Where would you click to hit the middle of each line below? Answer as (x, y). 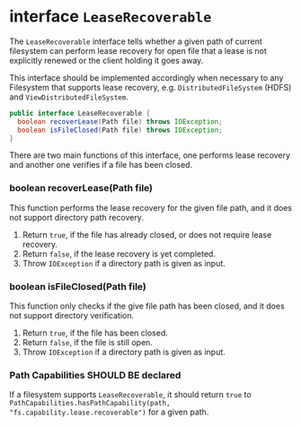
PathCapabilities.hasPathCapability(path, (90, 404)
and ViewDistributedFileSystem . (69, 97)
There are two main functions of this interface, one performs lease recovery (150, 155)
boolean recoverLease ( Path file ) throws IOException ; (120, 122)
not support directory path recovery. (76, 217)
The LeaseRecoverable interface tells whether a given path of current (136, 41)
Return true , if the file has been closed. (95, 333)
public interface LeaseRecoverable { (80, 113)
